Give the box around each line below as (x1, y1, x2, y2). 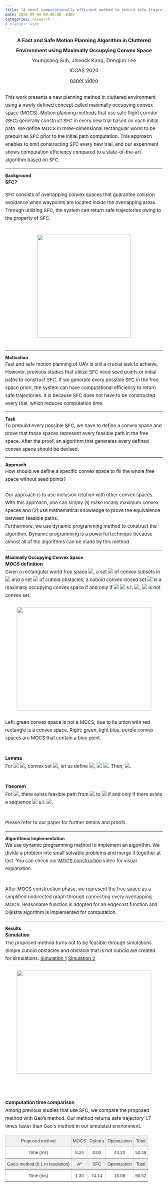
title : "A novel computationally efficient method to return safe (5, 7, 146, 13)
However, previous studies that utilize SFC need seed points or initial (5, 369, 156, 375)
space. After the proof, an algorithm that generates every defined (5, 438, 149, 445)
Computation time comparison (5, 1099, 75, 1106)
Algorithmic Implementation (5, 836, 65, 842)
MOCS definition (5, 561, 43, 567)
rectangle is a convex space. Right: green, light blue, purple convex (5, 727, 154, 733)
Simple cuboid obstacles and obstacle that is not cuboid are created (5, 947, 156, 954)
